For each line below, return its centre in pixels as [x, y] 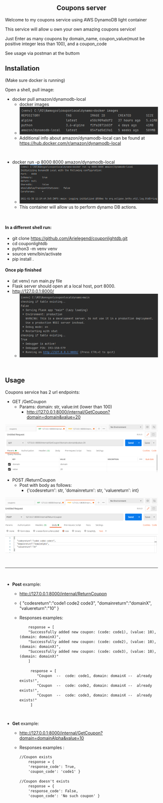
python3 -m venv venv [35, 249]
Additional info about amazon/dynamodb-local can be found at [82, 138]
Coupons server [81, 8]
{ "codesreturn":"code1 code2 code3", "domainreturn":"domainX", [85, 603]
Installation [22, 68]
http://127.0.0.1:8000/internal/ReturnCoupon [63, 594]
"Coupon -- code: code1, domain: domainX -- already [94, 676]
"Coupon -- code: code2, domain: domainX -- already [94, 686]
